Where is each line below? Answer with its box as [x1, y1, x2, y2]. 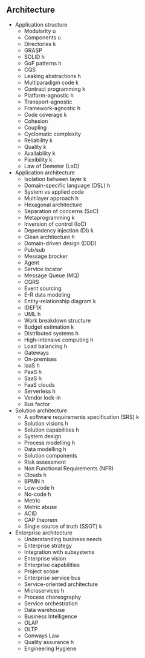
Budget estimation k [24, 323, 74, 331]
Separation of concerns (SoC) [24, 207, 99, 214]
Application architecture [14, 169, 76, 176]
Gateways [24, 349, 50, 356]
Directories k [24, 40, 56, 47]
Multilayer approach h [24, 194, 79, 202]
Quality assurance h [24, 638, 74, 645]
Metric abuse [24, 503, 57, 510]
